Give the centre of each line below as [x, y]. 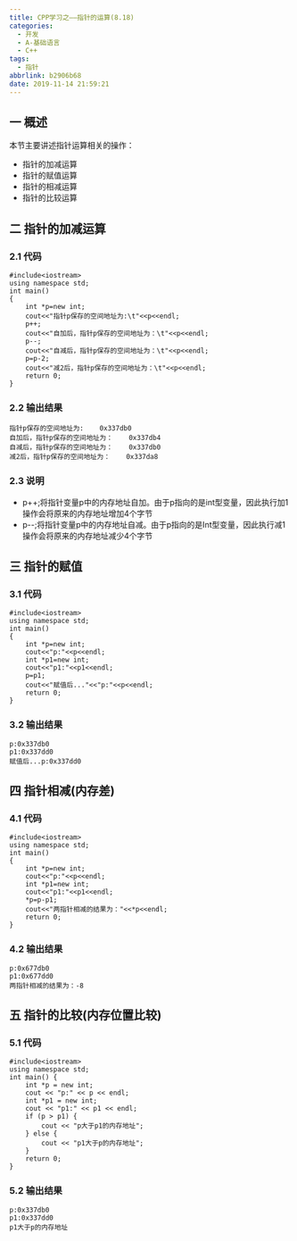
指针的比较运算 [49, 198]
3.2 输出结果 [36, 725]
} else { [41, 1134]
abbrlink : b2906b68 [45, 76]
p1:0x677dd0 [31, 976]
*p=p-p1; [41, 900]
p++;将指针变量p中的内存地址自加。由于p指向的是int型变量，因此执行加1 [155, 502]
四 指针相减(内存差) [62, 791]
